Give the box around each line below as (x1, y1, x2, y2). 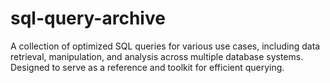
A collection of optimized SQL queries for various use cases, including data (10, 40, 321, 52)
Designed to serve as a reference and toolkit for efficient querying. (10, 61, 285, 73)
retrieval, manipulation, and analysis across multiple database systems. (10, 50, 304, 62)
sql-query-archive (10, 7, 166, 30)
